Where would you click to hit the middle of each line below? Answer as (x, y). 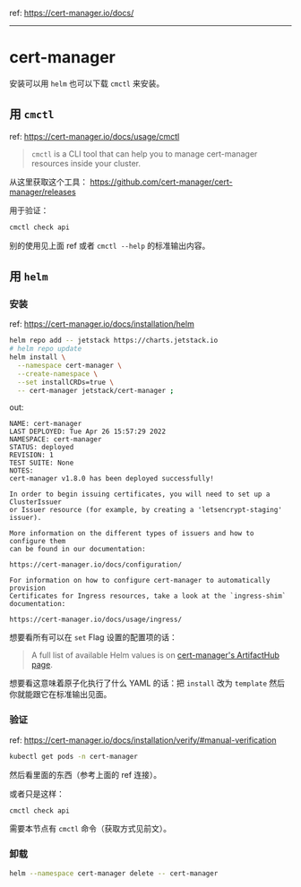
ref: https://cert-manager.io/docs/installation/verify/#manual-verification (143, 740)
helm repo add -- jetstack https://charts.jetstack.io (114, 341)
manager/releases (43, 192)
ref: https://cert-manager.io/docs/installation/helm (102, 324)
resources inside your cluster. (86, 163)
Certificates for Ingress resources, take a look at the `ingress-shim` (148, 596)
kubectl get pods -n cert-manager (74, 756)
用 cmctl (32, 114)
